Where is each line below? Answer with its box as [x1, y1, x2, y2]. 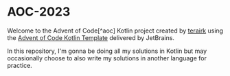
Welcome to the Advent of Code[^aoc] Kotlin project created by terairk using [7, 26, 224, 35]
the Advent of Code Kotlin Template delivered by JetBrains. [7, 33, 175, 41]
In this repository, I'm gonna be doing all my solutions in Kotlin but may [7, 47, 207, 55]
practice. [7, 61, 32, 69]
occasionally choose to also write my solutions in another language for [7, 54, 207, 62]
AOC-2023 [7, 4, 71, 20]
